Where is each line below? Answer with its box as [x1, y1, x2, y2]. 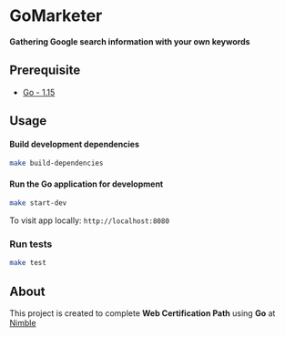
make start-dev [9, 199, 67, 208]
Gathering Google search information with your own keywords [9, 36, 250, 46]
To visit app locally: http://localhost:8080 [9, 215, 170, 226]
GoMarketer [9, 5, 103, 26]
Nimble [9, 318, 36, 329]
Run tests [9, 238, 53, 250]
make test [9, 259, 47, 268]
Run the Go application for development [9, 179, 164, 189]
